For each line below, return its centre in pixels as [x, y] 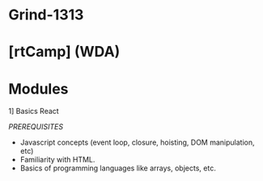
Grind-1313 [46, 15]
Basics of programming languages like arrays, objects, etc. [118, 168]
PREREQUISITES [36, 127]
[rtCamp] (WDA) [64, 52]
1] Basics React [34, 112]
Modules [38, 88]
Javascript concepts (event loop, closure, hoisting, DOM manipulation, [137, 142]
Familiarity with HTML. [57, 160]
